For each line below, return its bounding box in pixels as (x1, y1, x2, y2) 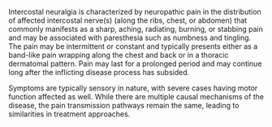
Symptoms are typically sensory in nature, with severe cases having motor (8, 83, 258, 93)
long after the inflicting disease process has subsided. (8, 68, 190, 77)
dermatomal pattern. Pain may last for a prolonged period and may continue (8, 59, 262, 68)
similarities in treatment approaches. (8, 109, 131, 119)
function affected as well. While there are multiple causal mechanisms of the (8, 92, 265, 101)
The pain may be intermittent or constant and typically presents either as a (8, 42, 258, 51)
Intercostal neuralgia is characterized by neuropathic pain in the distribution (8, 7, 261, 16)
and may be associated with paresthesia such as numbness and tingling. (8, 33, 252, 42)
